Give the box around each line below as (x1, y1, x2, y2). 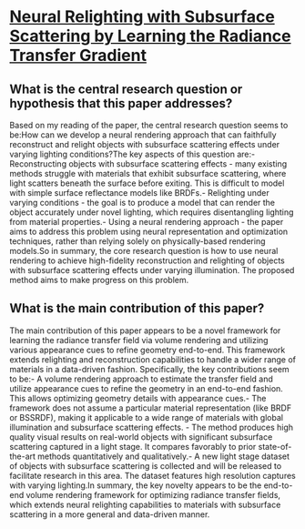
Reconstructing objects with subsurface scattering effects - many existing (9, 158, 288, 169)
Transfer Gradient (9, 46, 147, 66)
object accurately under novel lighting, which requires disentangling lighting (9, 207, 294, 218)
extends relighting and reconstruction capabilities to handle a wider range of (9, 353, 297, 365)
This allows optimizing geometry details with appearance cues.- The (9, 392, 267, 403)
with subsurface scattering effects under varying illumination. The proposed (9, 265, 295, 275)
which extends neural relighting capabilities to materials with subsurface (9, 499, 281, 510)
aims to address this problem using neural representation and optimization (9, 226, 289, 237)
